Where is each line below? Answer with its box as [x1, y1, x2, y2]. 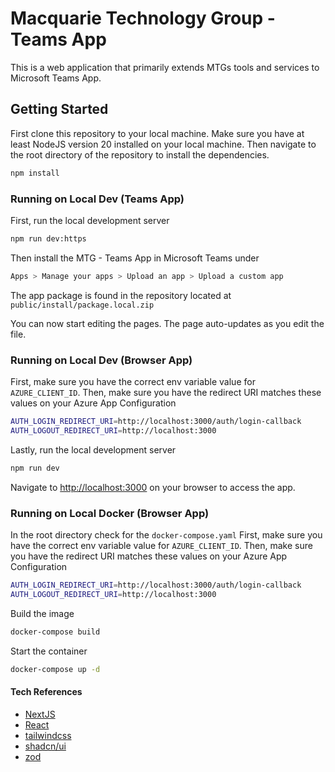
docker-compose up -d [10, 664, 101, 674]
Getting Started [10, 101, 109, 118]
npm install [10, 168, 60, 178]
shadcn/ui [24, 740, 67, 752]
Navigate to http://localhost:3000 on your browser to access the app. [10, 481, 296, 493]
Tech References [10, 685, 83, 697]
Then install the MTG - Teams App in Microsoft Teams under [10, 252, 260, 264]
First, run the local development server [10, 214, 170, 226]
